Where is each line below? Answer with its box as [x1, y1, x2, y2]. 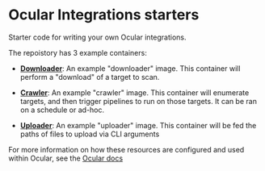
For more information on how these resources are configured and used [8, 144, 245, 154]
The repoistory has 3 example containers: [8, 48, 147, 57]
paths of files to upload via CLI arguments [19, 129, 160, 139]
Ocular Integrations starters [8, 6, 200, 24]
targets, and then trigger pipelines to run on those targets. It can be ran [19, 96, 257, 106]
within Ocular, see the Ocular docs [8, 153, 124, 163]
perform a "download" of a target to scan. [19, 72, 160, 81]
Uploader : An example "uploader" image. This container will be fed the [19, 120, 257, 130]
